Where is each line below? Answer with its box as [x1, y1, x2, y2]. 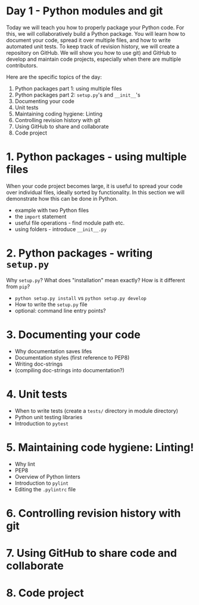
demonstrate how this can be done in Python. [6, 195, 118, 202]
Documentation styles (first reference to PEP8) [14, 354, 130, 361]
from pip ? [6, 283, 30, 290]
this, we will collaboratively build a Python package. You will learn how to [6, 30, 186, 37]
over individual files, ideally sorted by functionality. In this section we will [6, 189, 185, 196]
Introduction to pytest [14, 420, 69, 427]
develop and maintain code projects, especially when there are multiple [6, 55, 182, 63]
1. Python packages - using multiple [6, 150, 187, 164]
